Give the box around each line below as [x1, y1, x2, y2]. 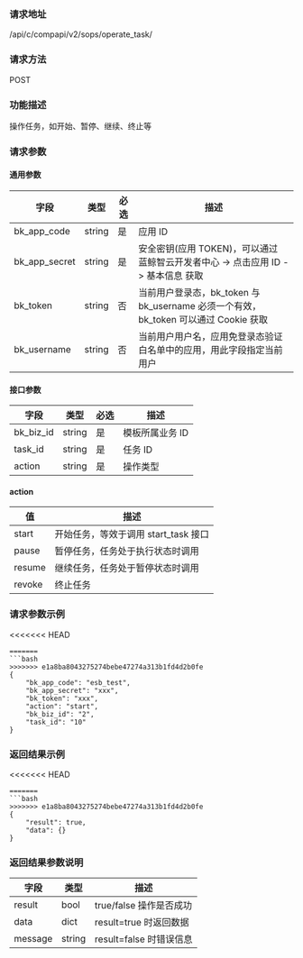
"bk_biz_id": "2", [25, 709, 95, 718]
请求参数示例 [9, 608, 66, 621]
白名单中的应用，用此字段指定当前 [138, 344, 283, 357]
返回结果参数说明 [9, 856, 84, 869]
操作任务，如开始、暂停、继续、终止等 [9, 120, 151, 132]
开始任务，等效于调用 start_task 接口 [54, 528, 210, 541]
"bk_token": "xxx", [25, 694, 99, 703]
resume [14, 561, 47, 574]
